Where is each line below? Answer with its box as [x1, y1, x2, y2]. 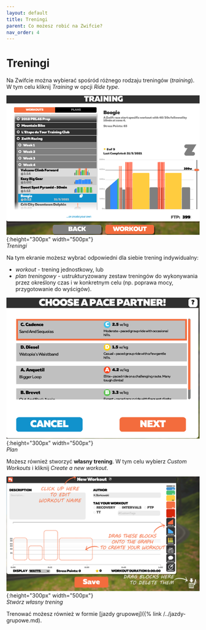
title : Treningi [6, 16, 48, 23]
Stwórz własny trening [6, 598, 63, 605]
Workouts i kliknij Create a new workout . [6, 465, 109, 472]
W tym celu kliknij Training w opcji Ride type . [6, 83, 120, 91]
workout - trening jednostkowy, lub [15, 266, 104, 273]
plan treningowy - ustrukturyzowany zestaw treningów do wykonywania [15, 273, 198, 280]
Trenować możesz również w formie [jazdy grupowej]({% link [6, 610, 162, 617]
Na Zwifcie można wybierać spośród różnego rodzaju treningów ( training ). [6, 77, 195, 84]
